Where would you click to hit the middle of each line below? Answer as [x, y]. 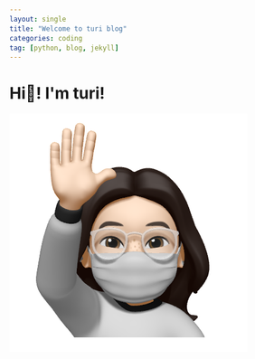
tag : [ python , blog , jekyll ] [64, 48]
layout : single [38, 19]
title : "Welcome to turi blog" [68, 28]
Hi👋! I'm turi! [57, 94]
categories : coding [46, 38]
